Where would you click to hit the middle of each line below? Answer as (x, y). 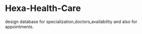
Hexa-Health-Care (43, 8)
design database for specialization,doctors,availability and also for (71, 22)
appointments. (19, 26)
